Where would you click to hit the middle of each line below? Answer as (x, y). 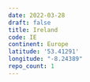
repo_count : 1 (32, 66)
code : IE (22, 37)
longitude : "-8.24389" (45, 59)
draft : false (30, 23)
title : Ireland (33, 30)
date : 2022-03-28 (37, 15)
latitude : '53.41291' (44, 52)
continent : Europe (38, 45)
